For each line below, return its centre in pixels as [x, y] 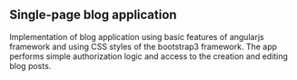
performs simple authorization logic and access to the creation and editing [149, 56]
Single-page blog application [93, 15]
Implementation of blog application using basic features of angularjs [137, 36]
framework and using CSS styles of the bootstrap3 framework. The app [144, 46]
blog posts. [30, 65]
